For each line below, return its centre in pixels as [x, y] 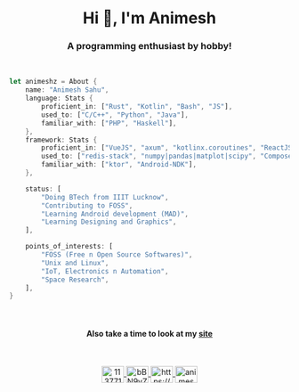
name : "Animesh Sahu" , [67, 90]
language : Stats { [59, 98]
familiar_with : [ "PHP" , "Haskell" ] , [109, 123]
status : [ [44, 189]
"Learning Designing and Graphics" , [109, 222]
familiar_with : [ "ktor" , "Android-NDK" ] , [119, 165]
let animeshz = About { [53, 82]
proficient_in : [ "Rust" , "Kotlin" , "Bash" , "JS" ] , [137, 107]
